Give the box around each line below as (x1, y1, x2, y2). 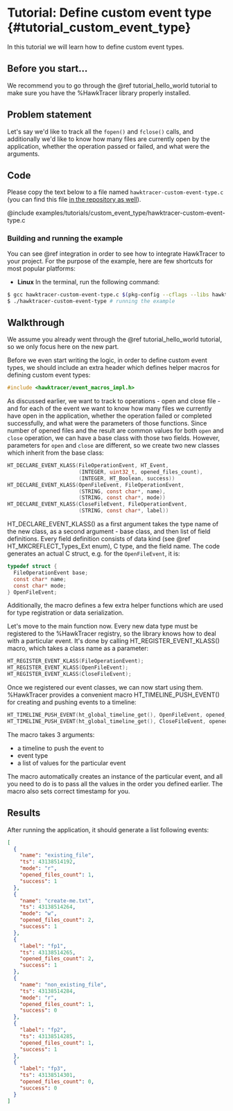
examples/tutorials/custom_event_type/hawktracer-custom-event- (35, 209, 225, 217)
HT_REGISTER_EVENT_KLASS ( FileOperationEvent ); (7, 658, 144, 665)
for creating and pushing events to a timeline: (7, 698, 137, 706)
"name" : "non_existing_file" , (19, 981, 107, 988)
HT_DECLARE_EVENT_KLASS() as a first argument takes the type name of (7, 520, 218, 528)
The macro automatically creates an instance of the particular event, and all (7, 772, 223, 780)
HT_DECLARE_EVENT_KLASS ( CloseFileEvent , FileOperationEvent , (7, 501, 188, 508)
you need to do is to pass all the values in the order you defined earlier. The (7, 779, 223, 788)
